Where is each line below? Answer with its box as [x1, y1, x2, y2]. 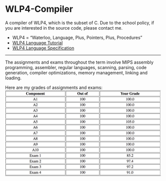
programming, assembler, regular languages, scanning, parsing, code [5, 64, 147, 70]
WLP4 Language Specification [12, 45, 75, 51]
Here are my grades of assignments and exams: [5, 84, 103, 90]
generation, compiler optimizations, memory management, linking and [5, 70, 148, 75]
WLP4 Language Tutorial [12, 39, 63, 45]
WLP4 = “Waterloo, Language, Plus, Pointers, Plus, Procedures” [12, 35, 142, 40]
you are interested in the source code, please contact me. [5, 25, 123, 31]
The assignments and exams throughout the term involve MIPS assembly [5, 59, 154, 65]
